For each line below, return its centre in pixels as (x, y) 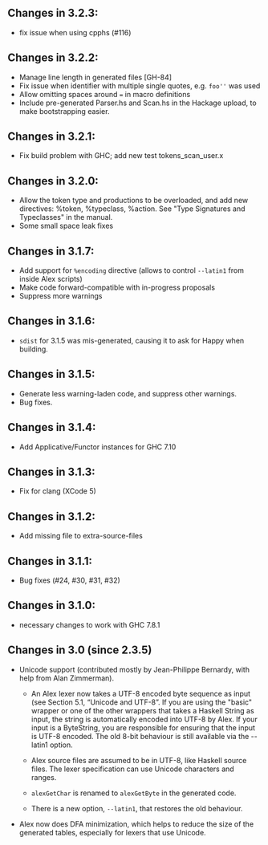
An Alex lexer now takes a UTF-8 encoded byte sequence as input (140, 693)
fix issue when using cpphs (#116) (75, 32)
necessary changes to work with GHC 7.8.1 (89, 624)
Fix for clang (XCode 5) (58, 491)
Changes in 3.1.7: (51, 251)
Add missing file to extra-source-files (81, 536)
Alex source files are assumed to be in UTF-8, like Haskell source (139, 760)
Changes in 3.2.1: (51, 137)
